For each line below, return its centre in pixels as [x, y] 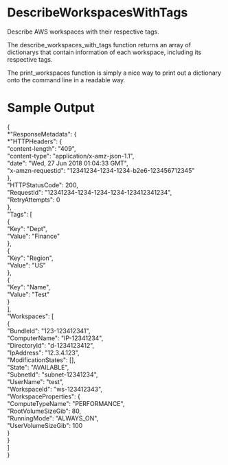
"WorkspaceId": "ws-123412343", [55, 389]
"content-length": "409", [42, 148]
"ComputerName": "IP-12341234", [55, 338]
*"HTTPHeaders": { [35, 141]
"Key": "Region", [30, 258]
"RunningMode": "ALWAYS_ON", [53, 418]
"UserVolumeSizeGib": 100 [45, 425]
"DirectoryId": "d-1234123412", [51, 345]
